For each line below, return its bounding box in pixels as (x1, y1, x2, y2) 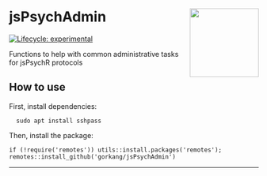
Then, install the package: (9, 130, 93, 140)
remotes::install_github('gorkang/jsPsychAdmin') (9, 152, 177, 161)
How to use (9, 81, 66, 94)
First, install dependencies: (9, 101, 97, 110)
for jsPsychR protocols (9, 58, 83, 67)
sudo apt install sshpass (16, 117, 102, 125)
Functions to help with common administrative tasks (9, 49, 179, 58)
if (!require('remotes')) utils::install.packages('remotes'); (9, 146, 223, 154)
